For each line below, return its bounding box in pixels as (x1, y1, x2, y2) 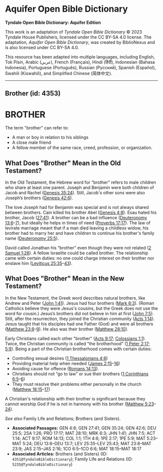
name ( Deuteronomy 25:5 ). (5, 235, 59, 242)
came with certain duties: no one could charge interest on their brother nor (5, 255, 154, 261)
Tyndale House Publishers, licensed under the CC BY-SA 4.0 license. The (5, 34, 152, 40)
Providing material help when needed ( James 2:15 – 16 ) (12, 360, 120, 366)
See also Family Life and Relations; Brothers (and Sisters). (5, 415, 121, 421)
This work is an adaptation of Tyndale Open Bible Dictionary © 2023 (5, 29, 142, 35)
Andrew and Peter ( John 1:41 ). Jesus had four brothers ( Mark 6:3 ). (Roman (5, 300, 154, 306)
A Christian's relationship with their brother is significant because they (5, 396, 146, 401)
